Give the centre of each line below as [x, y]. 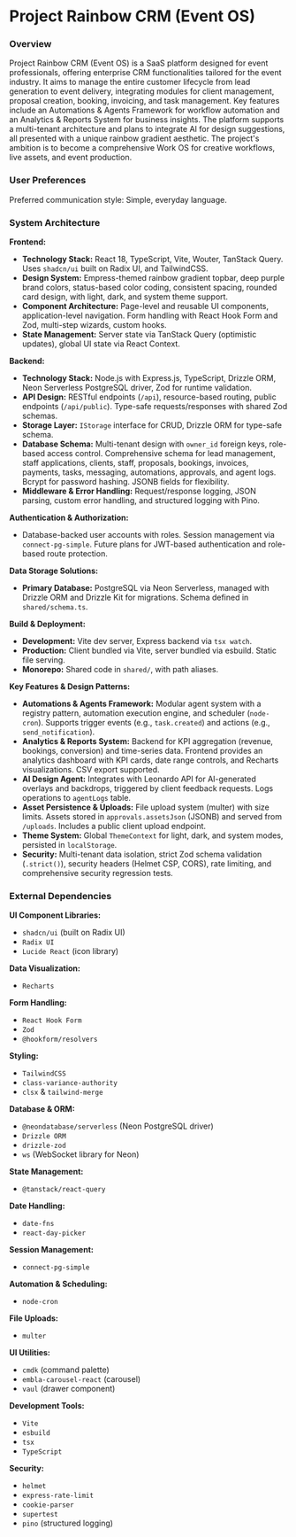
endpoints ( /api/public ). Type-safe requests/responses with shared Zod [155, 407]
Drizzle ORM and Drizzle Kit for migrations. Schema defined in [135, 598]
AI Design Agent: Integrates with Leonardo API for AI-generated [139, 779]
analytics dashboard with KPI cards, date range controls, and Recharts [150, 760]
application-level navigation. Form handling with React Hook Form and [150, 315]
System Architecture [55, 222]
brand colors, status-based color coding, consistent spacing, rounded [149, 287]
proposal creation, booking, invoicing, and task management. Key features [144, 101]
